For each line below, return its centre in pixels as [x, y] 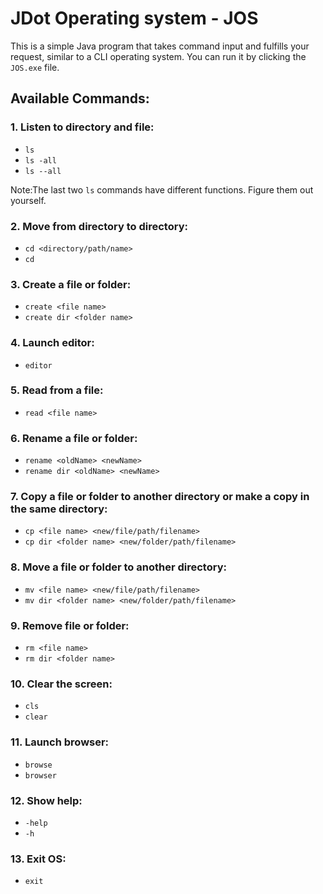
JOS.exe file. [35, 67]
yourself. [28, 200]
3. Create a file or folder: [71, 284]
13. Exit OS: [38, 859]
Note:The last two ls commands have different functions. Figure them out [162, 189]
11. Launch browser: [60, 742]
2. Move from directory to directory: [99, 226]
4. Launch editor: [52, 343]
